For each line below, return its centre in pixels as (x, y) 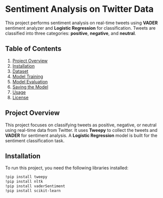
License (20, 97)
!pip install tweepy (27, 177)
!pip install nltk (24, 182)
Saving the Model (30, 87)
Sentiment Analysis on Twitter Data (80, 9)
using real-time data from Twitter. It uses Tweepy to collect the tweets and (81, 130)
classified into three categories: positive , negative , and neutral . (71, 33)
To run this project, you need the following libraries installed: (67, 168)
